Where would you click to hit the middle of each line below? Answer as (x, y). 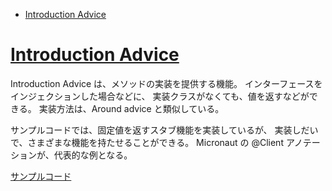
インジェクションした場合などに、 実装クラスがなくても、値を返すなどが (160, 96)
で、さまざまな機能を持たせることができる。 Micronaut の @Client (147, 142)
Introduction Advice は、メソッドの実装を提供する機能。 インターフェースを (166, 83)
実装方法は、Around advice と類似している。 (131, 108)
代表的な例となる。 (93, 155)
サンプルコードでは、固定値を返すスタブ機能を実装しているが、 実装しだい (164, 130)
